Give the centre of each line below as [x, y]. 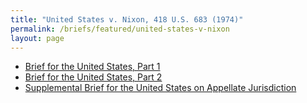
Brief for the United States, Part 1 [92, 67]
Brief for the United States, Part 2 [93, 77]
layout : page [37, 38]
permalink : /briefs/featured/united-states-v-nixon [120, 29]
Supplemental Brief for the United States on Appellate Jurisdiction [160, 88]
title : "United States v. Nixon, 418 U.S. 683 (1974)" [127, 19]
